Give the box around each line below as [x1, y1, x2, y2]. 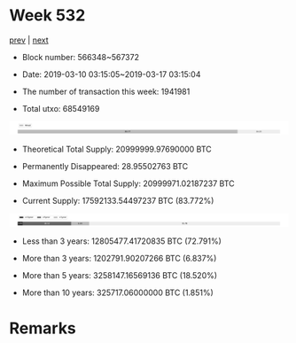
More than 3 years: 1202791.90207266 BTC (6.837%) [21, 253, 217, 264]
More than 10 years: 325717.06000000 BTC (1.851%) [21, 287, 214, 298]
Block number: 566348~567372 [21, 51, 140, 62]
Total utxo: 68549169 [21, 103, 100, 113]
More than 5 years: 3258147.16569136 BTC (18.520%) [21, 270, 218, 281]
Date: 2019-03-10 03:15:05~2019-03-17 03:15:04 [21, 68, 201, 80]
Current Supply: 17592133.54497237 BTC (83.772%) [21, 196, 214, 207]
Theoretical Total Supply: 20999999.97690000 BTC [21, 144, 213, 155]
